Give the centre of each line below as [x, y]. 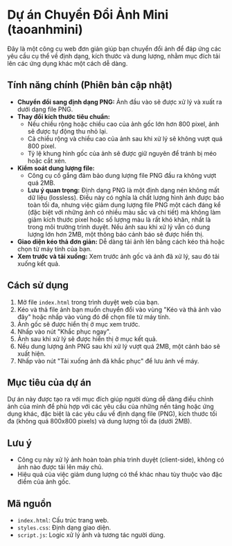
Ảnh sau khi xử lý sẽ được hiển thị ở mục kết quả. [87, 338]
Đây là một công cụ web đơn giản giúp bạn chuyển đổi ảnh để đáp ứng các [114, 48]
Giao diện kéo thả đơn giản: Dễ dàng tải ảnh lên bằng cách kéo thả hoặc [121, 242]
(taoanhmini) [45, 29]
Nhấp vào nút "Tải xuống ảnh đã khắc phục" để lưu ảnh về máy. [108, 361]
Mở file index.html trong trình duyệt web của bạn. [88, 302]
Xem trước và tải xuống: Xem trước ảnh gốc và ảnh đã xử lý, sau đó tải [118, 256]
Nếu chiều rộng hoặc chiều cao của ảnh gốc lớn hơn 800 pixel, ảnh [123, 124]
